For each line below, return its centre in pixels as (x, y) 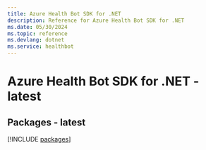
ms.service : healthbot (41, 46)
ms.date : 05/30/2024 (38, 27)
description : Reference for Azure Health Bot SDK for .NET (96, 20)
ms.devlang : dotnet (36, 40)
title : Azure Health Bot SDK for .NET (64, 14)
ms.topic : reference (38, 33)
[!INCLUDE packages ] (39, 139)
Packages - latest (47, 122)
